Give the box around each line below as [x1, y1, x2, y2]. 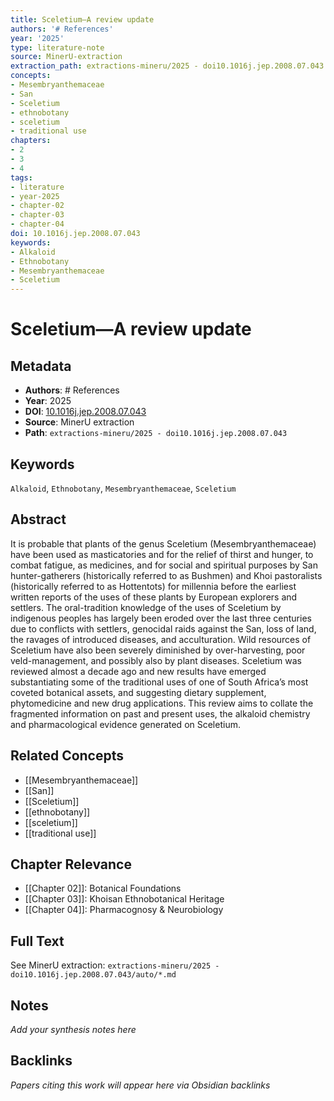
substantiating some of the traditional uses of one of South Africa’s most [10, 676, 309, 688]
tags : [10, 172, 33, 183]
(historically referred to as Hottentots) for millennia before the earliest [10, 580, 297, 592]
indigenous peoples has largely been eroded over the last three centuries [10, 612, 312, 624]
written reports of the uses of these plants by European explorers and [10, 591, 298, 603]
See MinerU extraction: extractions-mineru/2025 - [10, 959, 220, 971]
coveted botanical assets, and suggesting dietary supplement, [10, 686, 267, 698]
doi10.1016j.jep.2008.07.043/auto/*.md [10, 970, 177, 980]
